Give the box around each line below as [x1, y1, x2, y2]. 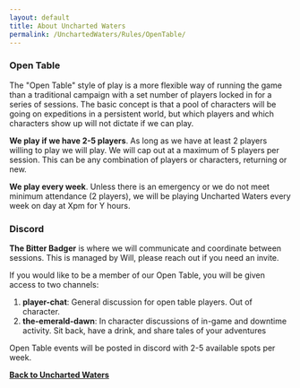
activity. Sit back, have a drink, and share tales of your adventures [21, 324, 267, 336]
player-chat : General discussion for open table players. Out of [21, 297, 253, 307]
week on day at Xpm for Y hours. [9, 200, 131, 211]
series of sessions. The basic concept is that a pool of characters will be [9, 99, 277, 109]
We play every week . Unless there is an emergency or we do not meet [9, 181, 270, 192]
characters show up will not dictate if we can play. [9, 117, 194, 128]
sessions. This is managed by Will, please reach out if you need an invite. [9, 252, 279, 263]
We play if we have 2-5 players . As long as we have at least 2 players [9, 135, 268, 146]
